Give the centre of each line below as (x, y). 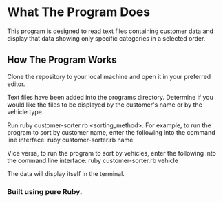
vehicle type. (25, 111)
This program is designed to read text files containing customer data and (110, 31)
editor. (16, 84)
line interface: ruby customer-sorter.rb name (70, 140)
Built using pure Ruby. (45, 191)
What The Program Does (78, 12)
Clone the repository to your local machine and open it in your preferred (109, 76)
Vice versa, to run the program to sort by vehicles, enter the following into (112, 153)
